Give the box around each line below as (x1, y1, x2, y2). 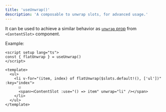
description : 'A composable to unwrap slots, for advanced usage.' (5, 12, 149, 17)
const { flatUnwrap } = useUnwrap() (5, 54, 81, 59)
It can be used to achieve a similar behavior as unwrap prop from (5, 25, 137, 31)
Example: (5, 40, 24, 46)
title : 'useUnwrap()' (5, 7, 50, 12)
